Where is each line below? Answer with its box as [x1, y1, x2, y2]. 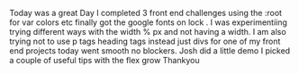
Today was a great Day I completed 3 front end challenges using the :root [9, 8, 282, 18]
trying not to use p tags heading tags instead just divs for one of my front [9, 36, 281, 46]
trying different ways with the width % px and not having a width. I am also [9, 27, 286, 37]
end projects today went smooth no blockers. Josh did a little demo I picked [9, 45, 291, 56]
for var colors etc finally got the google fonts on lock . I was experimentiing [9, 17, 288, 28]
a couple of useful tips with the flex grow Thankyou [9, 55, 200, 65]
